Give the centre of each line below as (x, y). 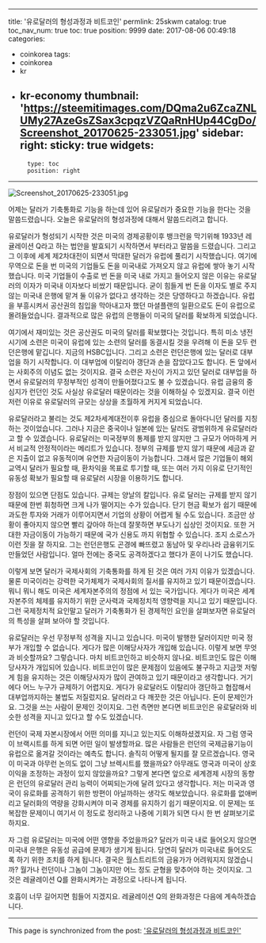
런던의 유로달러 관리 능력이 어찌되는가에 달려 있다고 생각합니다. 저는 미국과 (131, 783)
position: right (54, 171)
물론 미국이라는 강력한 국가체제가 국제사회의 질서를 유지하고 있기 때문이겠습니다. (132, 581)
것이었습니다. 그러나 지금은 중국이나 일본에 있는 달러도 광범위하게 (123, 428)
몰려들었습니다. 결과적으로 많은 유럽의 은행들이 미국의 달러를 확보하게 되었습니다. (133, 315)
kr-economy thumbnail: (79, 96)
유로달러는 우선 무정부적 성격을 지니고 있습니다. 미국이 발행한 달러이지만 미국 (127, 637)
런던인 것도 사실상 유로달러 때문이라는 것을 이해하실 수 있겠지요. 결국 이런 (142, 391)
